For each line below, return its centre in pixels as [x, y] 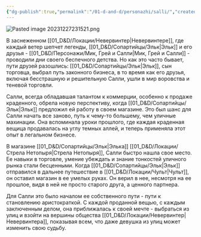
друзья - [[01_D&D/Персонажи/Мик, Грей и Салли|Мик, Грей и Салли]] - [98, 53]
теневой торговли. [30, 85]
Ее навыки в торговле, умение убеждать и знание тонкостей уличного [96, 159]
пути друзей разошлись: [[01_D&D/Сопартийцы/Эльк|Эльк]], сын [89, 66]
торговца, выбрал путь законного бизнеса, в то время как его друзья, [96, 72]
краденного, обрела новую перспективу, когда [67, 103]
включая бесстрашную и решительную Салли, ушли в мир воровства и [98, 78]
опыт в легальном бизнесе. [41, 135]
